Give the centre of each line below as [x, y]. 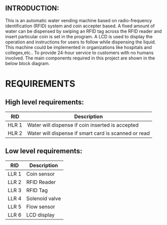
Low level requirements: [44, 151]
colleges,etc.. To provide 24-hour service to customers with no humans [79, 52]
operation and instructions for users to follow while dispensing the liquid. [80, 42]
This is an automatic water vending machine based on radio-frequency [79, 20]
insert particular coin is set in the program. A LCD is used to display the [79, 36]
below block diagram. [28, 63]
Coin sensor [41, 174]
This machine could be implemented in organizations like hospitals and [78, 47]
